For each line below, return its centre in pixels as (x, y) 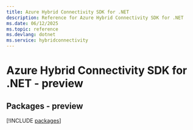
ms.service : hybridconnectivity (47, 40)
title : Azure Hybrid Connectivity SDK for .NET (68, 12)
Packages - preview (45, 106)
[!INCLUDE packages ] (34, 121)
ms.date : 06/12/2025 (33, 23)
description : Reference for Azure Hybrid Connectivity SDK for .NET (95, 18)
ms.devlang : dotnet (31, 35)
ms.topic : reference (33, 29)
